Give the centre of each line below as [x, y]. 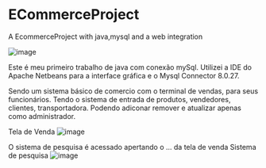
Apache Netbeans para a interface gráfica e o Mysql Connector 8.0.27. [124, 75]
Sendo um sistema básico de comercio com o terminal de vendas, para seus [133, 91]
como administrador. [42, 116]
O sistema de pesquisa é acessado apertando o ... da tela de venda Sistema [132, 147]
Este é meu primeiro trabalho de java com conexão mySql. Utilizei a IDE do [130, 67]
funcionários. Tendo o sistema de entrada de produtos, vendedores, [120, 99]
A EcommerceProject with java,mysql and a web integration [106, 36]
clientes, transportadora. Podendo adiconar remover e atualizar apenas [125, 108]
